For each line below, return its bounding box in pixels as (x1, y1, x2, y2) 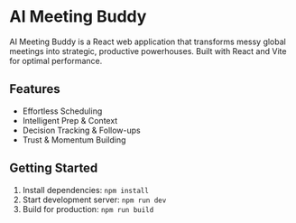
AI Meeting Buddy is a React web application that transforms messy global (9, 36, 286, 47)
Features (9, 81, 60, 97)
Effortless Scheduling (22, 106, 103, 116)
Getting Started (9, 161, 98, 176)
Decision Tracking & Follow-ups (22, 125, 142, 135)
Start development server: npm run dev (22, 194, 167, 205)
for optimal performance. (9, 55, 103, 66)
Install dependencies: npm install (22, 184, 149, 195)
